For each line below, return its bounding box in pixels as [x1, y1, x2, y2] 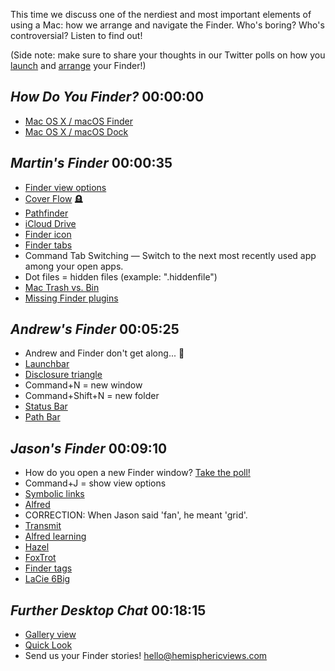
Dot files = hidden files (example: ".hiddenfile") [24, 270, 218, 283]
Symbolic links [24, 488, 85, 500]
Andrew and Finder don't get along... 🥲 [24, 347, 185, 359]
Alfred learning [24, 530, 87, 543]
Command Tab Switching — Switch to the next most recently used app [24, 249, 317, 261]
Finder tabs [24, 239, 73, 251]
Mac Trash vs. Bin [24, 281, 100, 293]
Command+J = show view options [24, 477, 167, 489]
